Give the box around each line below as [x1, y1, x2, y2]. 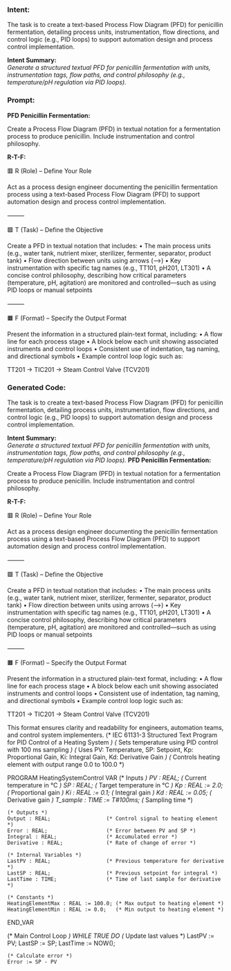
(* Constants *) [7, 893, 54, 901]
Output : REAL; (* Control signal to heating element [7, 815, 218, 822]
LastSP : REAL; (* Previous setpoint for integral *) [7, 869, 218, 877]
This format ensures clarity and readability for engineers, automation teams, [7, 723, 224, 731]
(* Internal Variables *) [7, 851, 82, 858]
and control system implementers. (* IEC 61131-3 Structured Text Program [7, 731, 218, 739]
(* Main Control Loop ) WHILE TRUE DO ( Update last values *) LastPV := [7, 932, 215, 940]
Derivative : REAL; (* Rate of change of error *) [7, 839, 196, 846]
